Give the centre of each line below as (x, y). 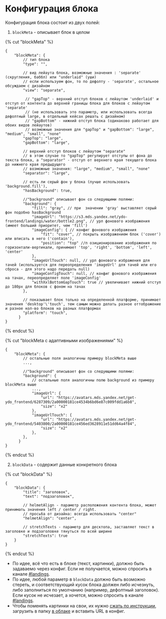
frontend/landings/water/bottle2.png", (46, 221)
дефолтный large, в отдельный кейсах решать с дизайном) (65, 116)
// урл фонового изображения (120, 221)
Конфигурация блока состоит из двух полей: (53, 22)
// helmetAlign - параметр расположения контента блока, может (90, 505)
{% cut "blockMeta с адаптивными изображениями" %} (64, 340)
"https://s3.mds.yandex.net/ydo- (93, 217)
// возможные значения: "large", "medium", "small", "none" (86, 169)
